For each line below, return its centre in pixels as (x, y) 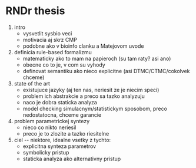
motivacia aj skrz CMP (50, 39)
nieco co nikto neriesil (49, 127)
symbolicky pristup (46, 152)
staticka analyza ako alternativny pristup (72, 159)
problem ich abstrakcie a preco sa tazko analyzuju (84, 96)
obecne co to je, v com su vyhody (64, 65)
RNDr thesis (35, 11)
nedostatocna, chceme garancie (62, 115)
